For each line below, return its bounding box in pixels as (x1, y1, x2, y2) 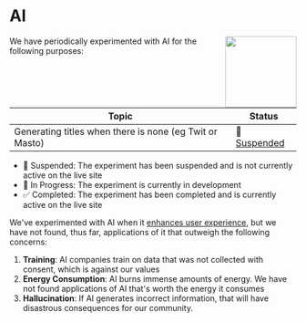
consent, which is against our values (22, 264, 160, 275)
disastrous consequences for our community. (22, 302, 194, 313)
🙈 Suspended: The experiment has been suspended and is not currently (22, 160, 293, 171)
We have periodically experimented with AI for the (9, 36, 198, 47)
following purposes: (9, 45, 85, 56)
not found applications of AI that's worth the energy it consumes (22, 283, 265, 294)
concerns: (9, 236, 48, 247)
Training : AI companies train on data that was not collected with (22, 254, 264, 265)
